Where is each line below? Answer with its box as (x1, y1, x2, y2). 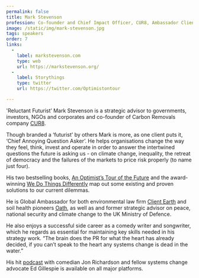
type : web (17, 58, 41, 64)
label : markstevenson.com (17, 53, 81, 59)
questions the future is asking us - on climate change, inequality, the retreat (6, 150, 191, 157)
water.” (6, 247, 24, 254)
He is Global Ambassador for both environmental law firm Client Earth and (6, 198, 187, 205)
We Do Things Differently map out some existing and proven (26, 180, 174, 187)
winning (6, 180, 25, 187)
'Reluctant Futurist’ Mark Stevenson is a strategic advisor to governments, (6, 107, 187, 114)
